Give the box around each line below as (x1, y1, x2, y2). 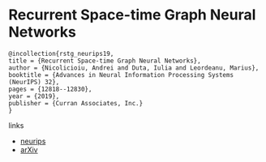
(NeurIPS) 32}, (8, 78, 60, 86)
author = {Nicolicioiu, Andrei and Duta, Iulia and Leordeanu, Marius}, (8, 63, 260, 72)
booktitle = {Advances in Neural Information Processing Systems (8, 70, 234, 79)
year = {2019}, (8, 92, 60, 100)
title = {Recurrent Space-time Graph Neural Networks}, (8, 57, 201, 65)
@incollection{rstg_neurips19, (8, 49, 114, 58)
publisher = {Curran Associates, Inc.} (8, 99, 144, 107)
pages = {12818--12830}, (8, 85, 92, 93)
